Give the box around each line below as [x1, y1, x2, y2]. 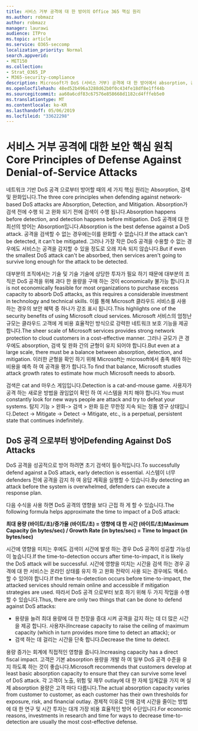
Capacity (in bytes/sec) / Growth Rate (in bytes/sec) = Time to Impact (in [6, 527, 187, 534]
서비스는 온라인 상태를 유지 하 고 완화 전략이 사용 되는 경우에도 [29, 568, 173, 574]
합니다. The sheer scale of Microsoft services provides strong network [6, 327, 175, 334]
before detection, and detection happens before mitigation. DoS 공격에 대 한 [6, 216, 190, 223]
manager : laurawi [6, 25, 49, 31]
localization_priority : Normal [6, 47, 83, 53]
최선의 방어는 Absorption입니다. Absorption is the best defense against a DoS [6, 223, 190, 230]
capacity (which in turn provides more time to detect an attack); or [14, 629, 176, 636]
